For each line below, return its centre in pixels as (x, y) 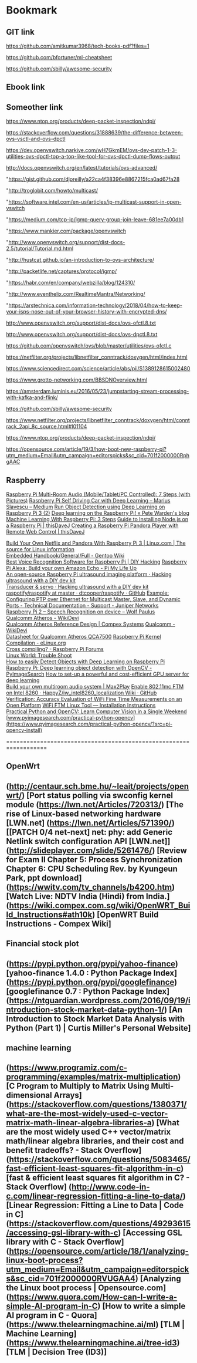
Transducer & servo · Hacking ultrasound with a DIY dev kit (77, 587)
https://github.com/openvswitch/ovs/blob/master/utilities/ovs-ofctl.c (89, 346)
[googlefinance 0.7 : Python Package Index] (88, 991)
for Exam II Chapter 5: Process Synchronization (94, 860)
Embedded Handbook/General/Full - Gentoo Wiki (65, 556)
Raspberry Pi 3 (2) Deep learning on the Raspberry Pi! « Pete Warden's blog (98, 513)
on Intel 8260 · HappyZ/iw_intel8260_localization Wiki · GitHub (81, 693)
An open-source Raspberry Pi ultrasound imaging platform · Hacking (89, 574)
